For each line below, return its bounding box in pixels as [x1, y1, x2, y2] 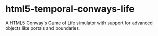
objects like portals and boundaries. [5, 25, 81, 31]
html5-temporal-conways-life [5, 3, 135, 15]
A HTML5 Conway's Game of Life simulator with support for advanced [5, 20, 153, 26]
